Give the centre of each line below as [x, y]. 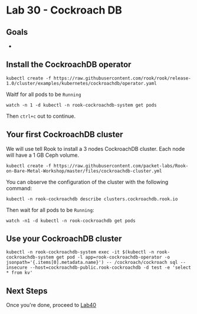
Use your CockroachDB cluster [64, 239]
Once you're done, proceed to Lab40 [51, 305]
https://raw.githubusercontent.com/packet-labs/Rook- [121, 166]
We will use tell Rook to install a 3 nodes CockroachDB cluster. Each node [96, 148]
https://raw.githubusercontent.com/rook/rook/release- [122, 78]
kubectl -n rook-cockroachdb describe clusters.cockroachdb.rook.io [92, 199]
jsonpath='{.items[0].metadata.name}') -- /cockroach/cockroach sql [92, 263]
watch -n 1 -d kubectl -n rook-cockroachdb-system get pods [82, 105]
